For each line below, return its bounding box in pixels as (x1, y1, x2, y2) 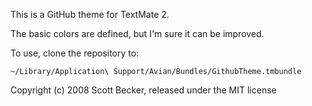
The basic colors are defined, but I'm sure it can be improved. (10, 28, 265, 39)
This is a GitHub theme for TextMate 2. (10, 9, 170, 20)
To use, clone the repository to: (10, 47, 140, 59)
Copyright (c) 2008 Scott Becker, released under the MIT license (10, 84, 277, 96)
